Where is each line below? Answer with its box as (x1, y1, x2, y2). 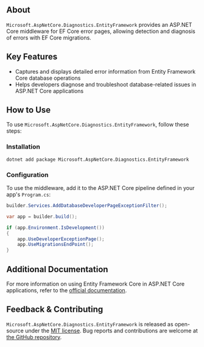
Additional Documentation (6, 264, 108, 275)
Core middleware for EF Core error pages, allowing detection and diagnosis (6, 27, 196, 35)
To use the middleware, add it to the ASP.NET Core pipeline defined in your (6, 184, 195, 192)
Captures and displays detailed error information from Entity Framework (15, 68, 196, 75)
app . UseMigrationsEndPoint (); (17, 242, 94, 248)
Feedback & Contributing (6, 304, 104, 315)
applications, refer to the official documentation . (6, 286, 127, 294)
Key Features (6, 52, 58, 62)
